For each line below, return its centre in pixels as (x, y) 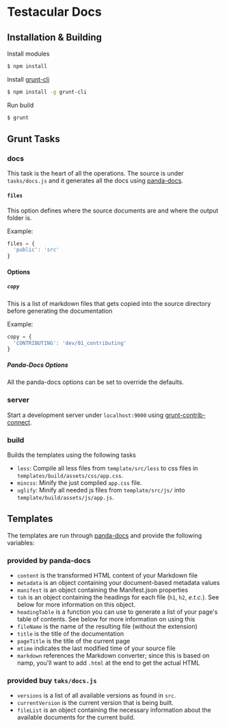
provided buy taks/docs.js (52, 680)
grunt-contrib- (185, 415)
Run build (21, 105)
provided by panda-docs (49, 560)
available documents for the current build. (76, 717)
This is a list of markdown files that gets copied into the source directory (109, 303)
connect (19, 422)
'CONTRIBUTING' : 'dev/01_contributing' (70, 343)
